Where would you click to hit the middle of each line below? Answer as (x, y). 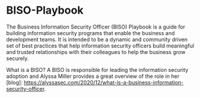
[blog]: (14, 82)
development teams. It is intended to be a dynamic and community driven (97, 39)
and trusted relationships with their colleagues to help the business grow (96, 52)
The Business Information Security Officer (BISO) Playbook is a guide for (96, 27)
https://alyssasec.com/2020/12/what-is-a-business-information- (104, 82)
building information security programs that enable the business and (91, 33)
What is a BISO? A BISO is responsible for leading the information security (97, 69)
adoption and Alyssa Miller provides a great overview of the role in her (93, 76)
